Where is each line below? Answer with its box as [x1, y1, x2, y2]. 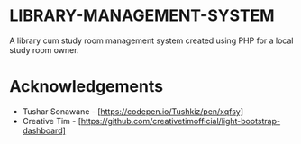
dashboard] [22, 125, 66, 136]
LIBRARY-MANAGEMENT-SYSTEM [9, 5, 275, 26]
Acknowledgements [9, 76, 164, 97]
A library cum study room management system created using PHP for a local [9, 35, 294, 46]
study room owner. [9, 44, 79, 55]
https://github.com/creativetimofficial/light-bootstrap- [80, 115, 281, 126]
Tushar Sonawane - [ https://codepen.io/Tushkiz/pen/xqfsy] [22, 105, 244, 117]
